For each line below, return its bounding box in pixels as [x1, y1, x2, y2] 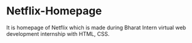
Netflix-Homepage [6, 4, 102, 18]
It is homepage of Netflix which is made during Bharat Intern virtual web [6, 24, 187, 31]
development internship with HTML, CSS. [6, 30, 110, 37]
